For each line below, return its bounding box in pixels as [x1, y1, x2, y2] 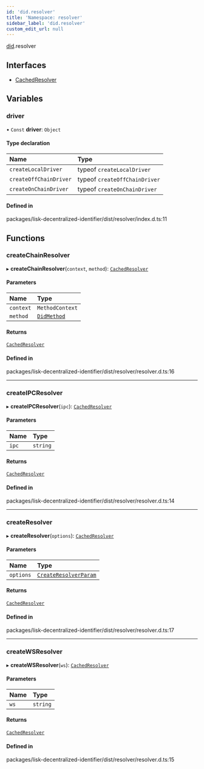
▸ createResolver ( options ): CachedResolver [6, 532, 114, 539]
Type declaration [6, 140, 50, 147]
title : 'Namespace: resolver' [6, 15, 83, 21]
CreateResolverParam [37, 571, 97, 578]
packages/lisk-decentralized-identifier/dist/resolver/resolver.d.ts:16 [6, 368, 175, 375]
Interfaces [6, 60, 47, 70]
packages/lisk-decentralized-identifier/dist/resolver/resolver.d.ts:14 [6, 497, 175, 504]
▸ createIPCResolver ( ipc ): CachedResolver [6, 402, 112, 410]
